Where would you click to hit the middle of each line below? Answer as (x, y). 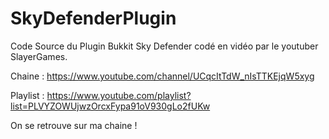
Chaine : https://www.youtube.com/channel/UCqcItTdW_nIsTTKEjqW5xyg (162, 76)
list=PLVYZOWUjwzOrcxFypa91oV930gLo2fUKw (110, 106)
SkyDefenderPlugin (93, 18)
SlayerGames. (39, 56)
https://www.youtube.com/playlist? (119, 95)
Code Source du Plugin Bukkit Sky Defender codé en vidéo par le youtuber (164, 46)
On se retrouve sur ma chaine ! (74, 125)
